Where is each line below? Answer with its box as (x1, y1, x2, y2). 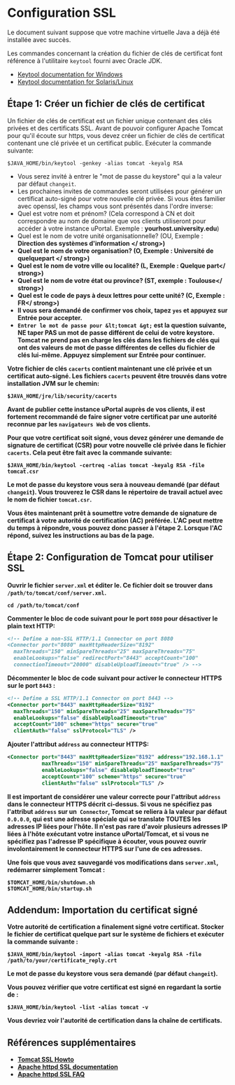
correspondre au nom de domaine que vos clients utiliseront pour (17, 216, 206, 225)
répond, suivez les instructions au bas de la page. (7, 531, 155, 539)
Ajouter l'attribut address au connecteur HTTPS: (7, 740, 149, 749)
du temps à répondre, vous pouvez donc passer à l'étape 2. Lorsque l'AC (7, 523, 222, 532)
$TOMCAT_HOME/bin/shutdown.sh (7, 879, 96, 886)
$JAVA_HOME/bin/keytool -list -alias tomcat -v (7, 1004, 149, 1011)
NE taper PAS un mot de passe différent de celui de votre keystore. (17, 328, 215, 337)
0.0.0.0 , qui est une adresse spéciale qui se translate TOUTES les (7, 815, 201, 823)
